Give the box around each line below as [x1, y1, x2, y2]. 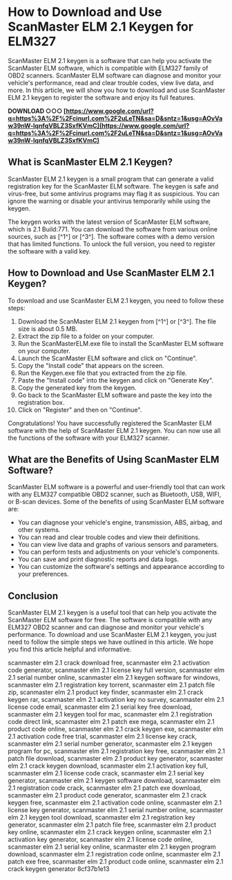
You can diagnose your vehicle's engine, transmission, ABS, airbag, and [17, 518, 223, 527]
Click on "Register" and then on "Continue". [17, 405, 142, 414]
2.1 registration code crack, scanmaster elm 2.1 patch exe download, [8, 784, 202, 792]
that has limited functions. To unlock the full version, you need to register [8, 240, 216, 248]
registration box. [17, 398, 65, 406]
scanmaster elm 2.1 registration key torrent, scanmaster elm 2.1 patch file [8, 680, 215, 689]
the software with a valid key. [8, 247, 91, 255]
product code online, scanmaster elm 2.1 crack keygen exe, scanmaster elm [8, 725, 224, 733]
